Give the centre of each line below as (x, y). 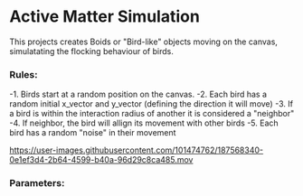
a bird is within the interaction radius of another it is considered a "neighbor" (152, 114)
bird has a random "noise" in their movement (93, 133)
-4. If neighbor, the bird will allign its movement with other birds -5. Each (144, 123)
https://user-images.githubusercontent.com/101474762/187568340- (137, 150)
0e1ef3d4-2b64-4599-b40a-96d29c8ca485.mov (101, 160)
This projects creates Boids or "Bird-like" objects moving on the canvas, (144, 42)
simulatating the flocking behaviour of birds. (91, 51)
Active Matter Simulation (105, 17)
